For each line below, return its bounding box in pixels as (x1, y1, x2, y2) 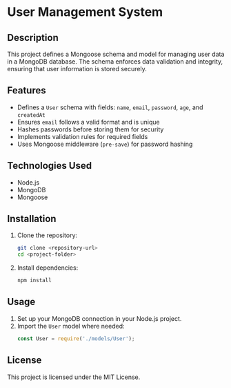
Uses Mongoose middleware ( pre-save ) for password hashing (17, 140, 193, 148)
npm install (17, 277, 52, 284)
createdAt (17, 111, 46, 118)
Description (7, 32, 59, 44)
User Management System (7, 4, 163, 20)
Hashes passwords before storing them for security (17, 125, 164, 133)
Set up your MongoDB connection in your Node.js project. (17, 314, 182, 322)
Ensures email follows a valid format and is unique (17, 118, 160, 126)
